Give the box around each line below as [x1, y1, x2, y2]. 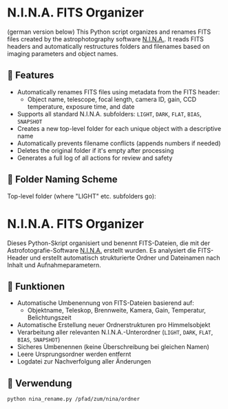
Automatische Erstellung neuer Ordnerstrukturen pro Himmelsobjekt [17, 321, 211, 329]
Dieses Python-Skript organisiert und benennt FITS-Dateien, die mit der [7, 239, 210, 247]
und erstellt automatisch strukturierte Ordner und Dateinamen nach [30, 253, 220, 262]
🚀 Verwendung [7, 377, 72, 389]
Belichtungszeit [27, 313, 72, 322]
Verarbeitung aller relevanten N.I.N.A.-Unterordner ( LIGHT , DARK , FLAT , [17, 328, 214, 337]
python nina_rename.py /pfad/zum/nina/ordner [7, 396, 140, 403]
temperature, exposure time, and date [27, 102, 135, 111]
